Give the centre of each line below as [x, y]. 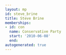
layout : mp [16, 9]
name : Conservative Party [35, 32]
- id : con [15, 27]
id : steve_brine [21, 14]
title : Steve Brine [25, 18]
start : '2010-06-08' [30, 36]
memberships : [18, 23]
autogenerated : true [26, 45]
